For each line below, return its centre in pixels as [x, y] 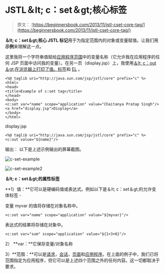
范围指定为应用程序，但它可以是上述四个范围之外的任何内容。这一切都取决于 [82, 260]
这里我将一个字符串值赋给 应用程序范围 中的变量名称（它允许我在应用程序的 [80, 56]
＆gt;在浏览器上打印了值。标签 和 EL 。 [44, 69]
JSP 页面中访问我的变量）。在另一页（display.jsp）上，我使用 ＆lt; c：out [83, 63]
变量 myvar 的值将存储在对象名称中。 [43, 205]
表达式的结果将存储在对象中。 [35, 224]
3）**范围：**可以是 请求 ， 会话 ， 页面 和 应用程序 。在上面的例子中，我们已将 [82, 254]
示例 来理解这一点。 [25, 46]
